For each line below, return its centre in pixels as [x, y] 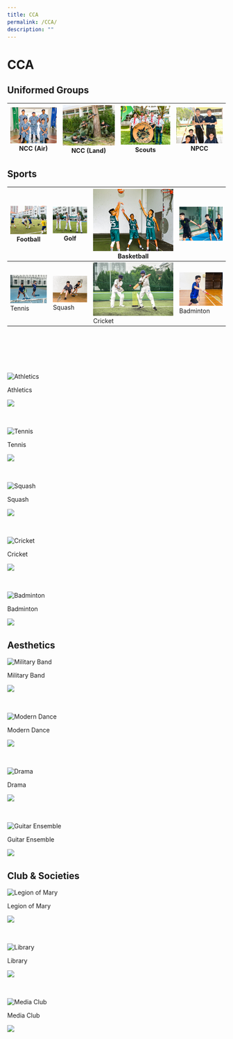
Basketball [133, 256]
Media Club [24, 1015]
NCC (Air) [34, 148]
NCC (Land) [88, 150]
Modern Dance [28, 730]
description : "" [31, 29]
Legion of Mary [29, 906]
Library [17, 961]
